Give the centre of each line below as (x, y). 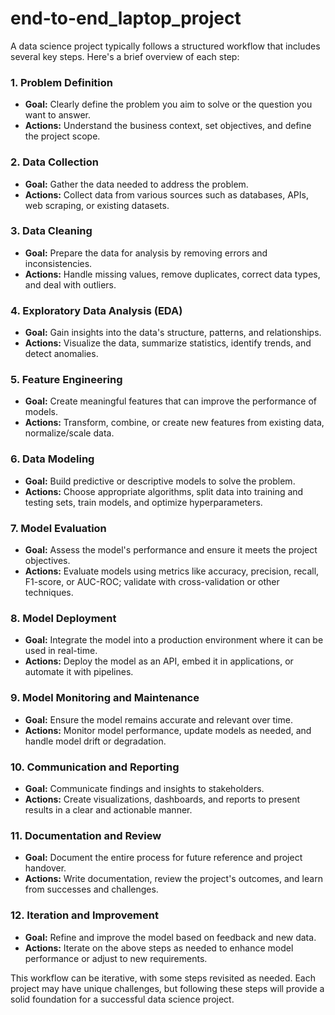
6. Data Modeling (52, 459)
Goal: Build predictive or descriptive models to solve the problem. (160, 481)
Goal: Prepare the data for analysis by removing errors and (146, 253)
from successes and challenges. (91, 889)
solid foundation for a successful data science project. (122, 999)
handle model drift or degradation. (95, 741)
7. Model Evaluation (58, 528)
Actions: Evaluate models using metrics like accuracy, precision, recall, (172, 571)
